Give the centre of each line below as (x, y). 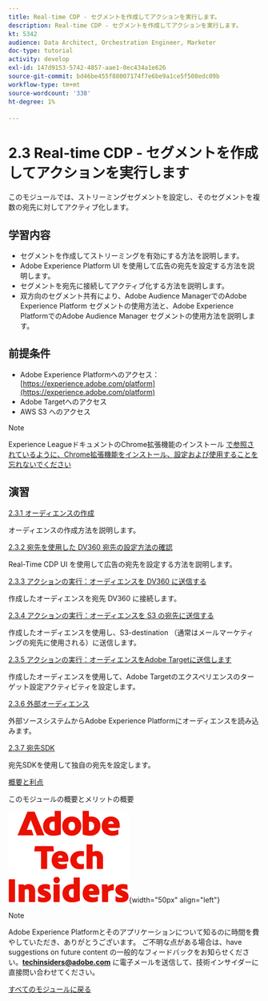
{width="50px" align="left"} (175, 900)
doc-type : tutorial (41, 51)
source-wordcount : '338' (50, 93)
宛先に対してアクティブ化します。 (78, 207)
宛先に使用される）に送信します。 (85, 642)
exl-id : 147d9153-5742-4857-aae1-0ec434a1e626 (87, 68)
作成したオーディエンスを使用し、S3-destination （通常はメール (114, 632)
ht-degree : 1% (32, 102)
